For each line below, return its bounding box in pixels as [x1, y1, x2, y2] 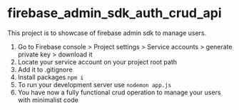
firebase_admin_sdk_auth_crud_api [7, 5, 223, 21]
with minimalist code [17, 95, 78, 104]
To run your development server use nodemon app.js [17, 80, 172, 89]
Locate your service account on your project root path [17, 57, 177, 66]
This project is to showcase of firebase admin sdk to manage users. [7, 29, 207, 37]
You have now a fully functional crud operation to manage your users [17, 88, 221, 96]
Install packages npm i [17, 73, 84, 81]
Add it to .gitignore [17, 65, 73, 74]
